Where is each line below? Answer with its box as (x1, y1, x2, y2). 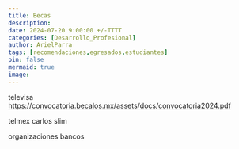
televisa (8, 92, 34, 101)
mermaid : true (8, 63, 55, 71)
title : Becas (8, 11, 51, 20)
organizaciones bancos (8, 132, 85, 141)
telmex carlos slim (8, 116, 67, 125)
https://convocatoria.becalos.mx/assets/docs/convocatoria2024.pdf (8, 101, 232, 110)
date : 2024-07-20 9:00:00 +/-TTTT (8, 26, 123, 34)
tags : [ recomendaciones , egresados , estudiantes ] (8, 48, 169, 56)
